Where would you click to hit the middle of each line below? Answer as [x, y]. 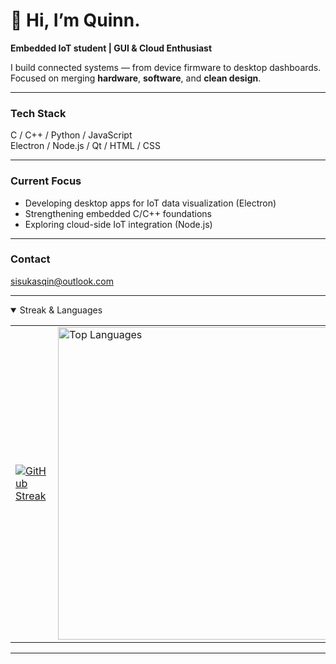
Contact [30, 259]
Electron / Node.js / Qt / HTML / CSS [85, 146]
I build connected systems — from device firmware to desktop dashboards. [166, 67]
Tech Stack [38, 113]
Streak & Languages [61, 310]
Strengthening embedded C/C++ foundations [118, 213]
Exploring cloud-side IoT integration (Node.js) [118, 224]
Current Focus [46, 181]
